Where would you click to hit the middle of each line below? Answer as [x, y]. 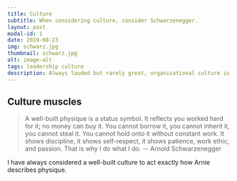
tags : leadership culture [45, 66]
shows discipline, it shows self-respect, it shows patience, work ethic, [127, 141]
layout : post [27, 27]
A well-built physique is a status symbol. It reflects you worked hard [124, 119]
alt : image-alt [30, 60]
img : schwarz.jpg [33, 47]
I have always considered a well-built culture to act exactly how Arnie [109, 163]
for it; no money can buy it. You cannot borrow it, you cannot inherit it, [127, 126]
